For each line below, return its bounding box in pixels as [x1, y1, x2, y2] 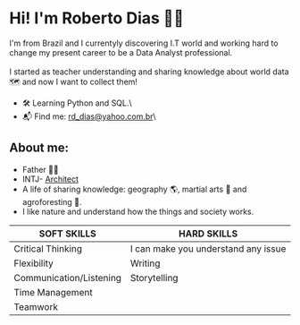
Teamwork [13, 300, 59, 312]
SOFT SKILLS [38, 227, 96, 240]
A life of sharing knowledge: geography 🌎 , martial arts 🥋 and [21, 184, 247, 194]
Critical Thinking [13, 242, 83, 254]
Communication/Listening [13, 271, 122, 284]
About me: [9, 141, 70, 156]
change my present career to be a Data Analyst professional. [9, 47, 233, 57]
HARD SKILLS [178, 227, 238, 240]
